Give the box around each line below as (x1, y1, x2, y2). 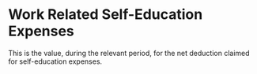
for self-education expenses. (8, 57, 103, 66)
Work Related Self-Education (8, 6, 203, 24)
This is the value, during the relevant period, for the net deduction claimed (8, 48, 251, 57)
